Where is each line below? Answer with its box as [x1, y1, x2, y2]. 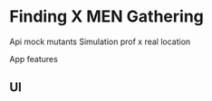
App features [9, 53, 59, 64]
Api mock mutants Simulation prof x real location [9, 36, 191, 47]
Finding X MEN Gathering [9, 6, 204, 27]
